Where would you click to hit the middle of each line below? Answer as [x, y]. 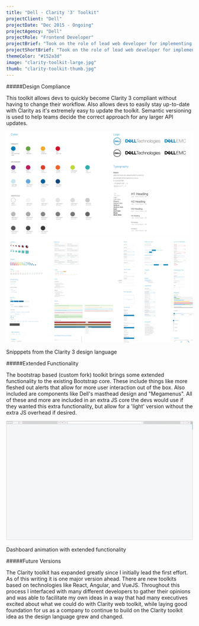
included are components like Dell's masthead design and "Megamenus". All [99, 393]
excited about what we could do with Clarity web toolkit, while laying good [97, 604]
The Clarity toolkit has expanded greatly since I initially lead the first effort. [97, 573]
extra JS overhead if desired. [41, 412]
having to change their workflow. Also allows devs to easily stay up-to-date [98, 104]
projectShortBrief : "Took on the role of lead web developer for [88, 50]
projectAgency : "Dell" [34, 31]
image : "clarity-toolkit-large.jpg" [51, 62]
